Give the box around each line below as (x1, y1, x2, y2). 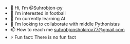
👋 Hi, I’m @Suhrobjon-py (10, 5, 63, 11)
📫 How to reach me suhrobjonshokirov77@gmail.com (10, 27, 125, 32)
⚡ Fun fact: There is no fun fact (10, 34, 76, 40)
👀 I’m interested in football (10, 10, 66, 16)
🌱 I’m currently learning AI (10, 16, 66, 21)
